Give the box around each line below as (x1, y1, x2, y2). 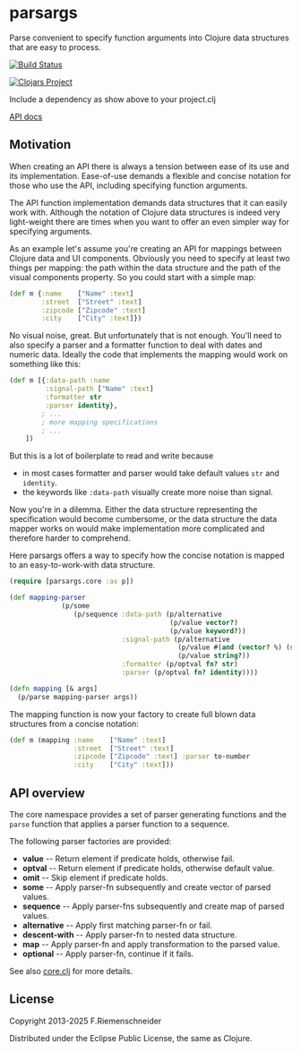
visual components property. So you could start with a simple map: (9, 271, 256, 282)
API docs (9, 111, 43, 122)
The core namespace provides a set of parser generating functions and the (9, 808, 288, 819)
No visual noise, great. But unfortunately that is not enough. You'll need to (9, 330, 282, 341)
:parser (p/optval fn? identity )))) (121, 668, 258, 677)
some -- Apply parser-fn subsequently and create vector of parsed (21, 881, 271, 893)
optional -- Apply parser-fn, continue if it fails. (21, 948, 194, 959)
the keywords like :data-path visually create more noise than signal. (21, 487, 273, 498)
